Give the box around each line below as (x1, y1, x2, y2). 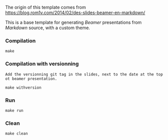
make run (5, 108, 24, 113)
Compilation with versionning (5, 60, 79, 67)
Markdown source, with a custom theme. (5, 25, 91, 31)
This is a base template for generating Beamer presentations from (5, 20, 142, 25)
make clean (5, 131, 28, 136)
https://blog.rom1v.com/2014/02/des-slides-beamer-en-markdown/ (5, 10, 145, 16)
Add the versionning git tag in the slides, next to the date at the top (5, 72, 163, 77)
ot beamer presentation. (5, 76, 57, 81)
